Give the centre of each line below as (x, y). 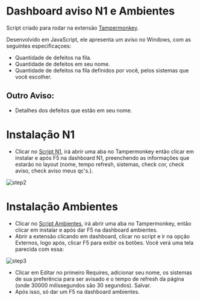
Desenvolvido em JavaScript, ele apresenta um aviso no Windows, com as (99, 39)
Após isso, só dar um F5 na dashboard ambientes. (77, 291)
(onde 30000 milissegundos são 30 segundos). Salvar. (83, 285)
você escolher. (33, 77)
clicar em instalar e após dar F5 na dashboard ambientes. (86, 230)
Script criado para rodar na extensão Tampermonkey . (73, 28)
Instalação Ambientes (62, 207)
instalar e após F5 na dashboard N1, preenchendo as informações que (102, 157)
